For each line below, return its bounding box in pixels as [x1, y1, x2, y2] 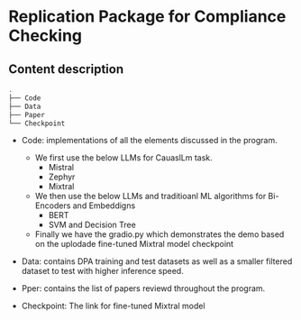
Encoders [34, 200, 71, 211]
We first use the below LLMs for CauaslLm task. [34, 152, 213, 163]
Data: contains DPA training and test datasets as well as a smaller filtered [21, 256, 293, 267]
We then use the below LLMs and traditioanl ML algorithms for [34, 191, 267, 202]
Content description [8, 61, 123, 77]
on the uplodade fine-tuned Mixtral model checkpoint [34, 239, 234, 250]
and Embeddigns [72, 200, 136, 211]
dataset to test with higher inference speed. [21, 266, 184, 277]
